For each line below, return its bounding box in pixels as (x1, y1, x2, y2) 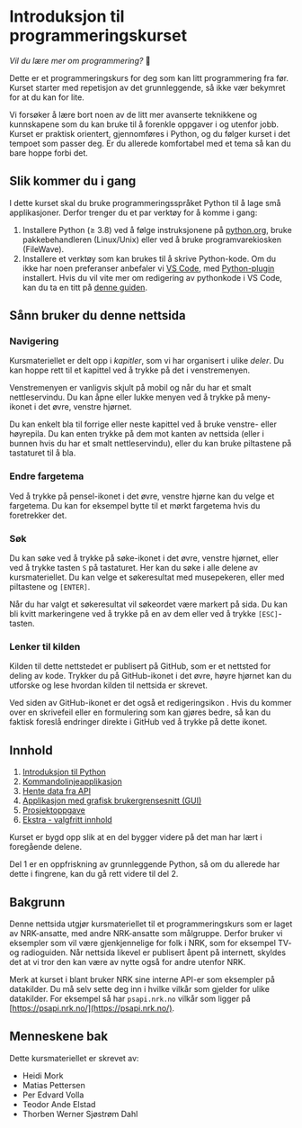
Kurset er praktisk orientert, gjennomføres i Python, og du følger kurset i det (9, 128, 290, 139)
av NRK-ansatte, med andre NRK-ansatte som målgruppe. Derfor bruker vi (9, 927, 283, 938)
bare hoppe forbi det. (9, 147, 88, 158)
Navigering (9, 335, 59, 347)
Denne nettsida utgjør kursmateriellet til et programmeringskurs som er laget (9, 918, 293, 929)
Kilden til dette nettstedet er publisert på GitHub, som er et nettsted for (9, 661, 271, 672)
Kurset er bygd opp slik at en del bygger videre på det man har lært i (9, 832, 262, 843)
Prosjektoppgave (22, 805, 85, 816)
